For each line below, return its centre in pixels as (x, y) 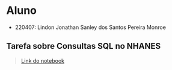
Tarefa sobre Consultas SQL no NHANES (84, 46)
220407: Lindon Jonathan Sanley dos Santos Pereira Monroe (91, 27)
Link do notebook (43, 60)
